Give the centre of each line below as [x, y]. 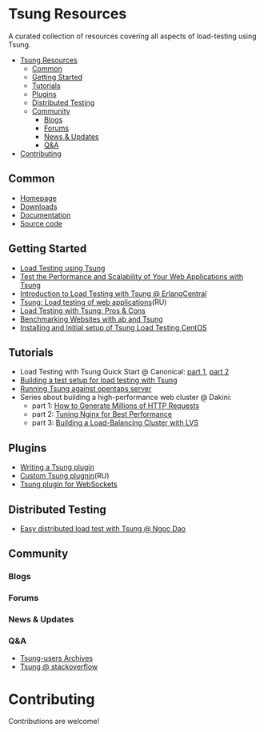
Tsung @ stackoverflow [59, 667]
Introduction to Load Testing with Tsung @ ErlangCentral [113, 294]
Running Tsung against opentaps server [86, 389]
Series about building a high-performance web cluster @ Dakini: [126, 398]
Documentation [45, 215]
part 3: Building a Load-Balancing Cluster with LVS [115, 423]
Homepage [38, 198]
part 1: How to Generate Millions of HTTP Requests [116, 406]
